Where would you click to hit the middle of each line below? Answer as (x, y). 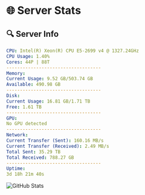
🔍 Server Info (33, 34)
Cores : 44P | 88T (28, 62)
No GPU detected (27, 124)
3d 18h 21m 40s (25, 174)
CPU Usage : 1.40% (28, 56)
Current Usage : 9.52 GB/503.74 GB (50, 79)
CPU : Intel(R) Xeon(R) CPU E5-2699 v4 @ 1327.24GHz (72, 51)
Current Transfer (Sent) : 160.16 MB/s (55, 141)
